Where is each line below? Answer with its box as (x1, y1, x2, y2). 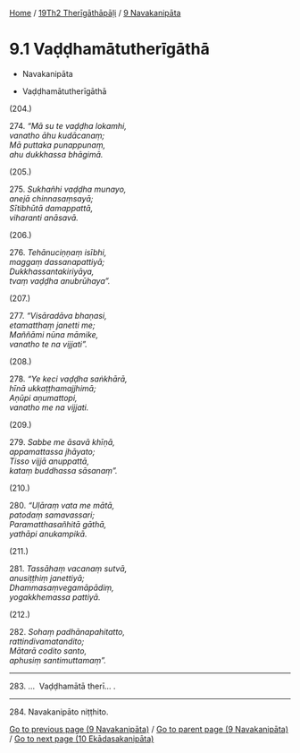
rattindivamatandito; (9, 636, 85, 646)
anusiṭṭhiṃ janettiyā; (9, 572, 85, 583)
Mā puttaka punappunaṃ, (9, 139, 105, 150)
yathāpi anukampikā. (9, 528, 87, 539)
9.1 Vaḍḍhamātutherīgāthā (9, 39, 210, 59)
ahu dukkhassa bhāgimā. (9, 149, 104, 159)
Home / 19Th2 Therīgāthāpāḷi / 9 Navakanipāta (9, 8, 181, 18)
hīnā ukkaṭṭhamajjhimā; (9, 382, 96, 393)
